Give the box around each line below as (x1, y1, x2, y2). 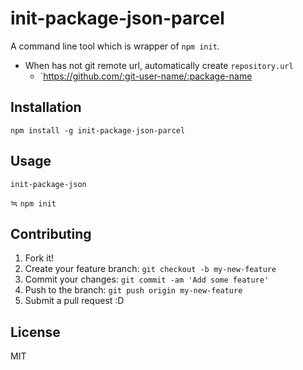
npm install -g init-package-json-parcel (10, 125, 186, 136)
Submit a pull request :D (24, 295, 125, 307)
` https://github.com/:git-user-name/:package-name (39, 70, 253, 82)
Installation (10, 99, 82, 116)
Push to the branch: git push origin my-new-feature (24, 284, 243, 296)
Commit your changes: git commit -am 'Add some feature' (24, 273, 270, 286)
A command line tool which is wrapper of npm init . (10, 40, 220, 52)
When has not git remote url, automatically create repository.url (24, 59, 294, 71)
